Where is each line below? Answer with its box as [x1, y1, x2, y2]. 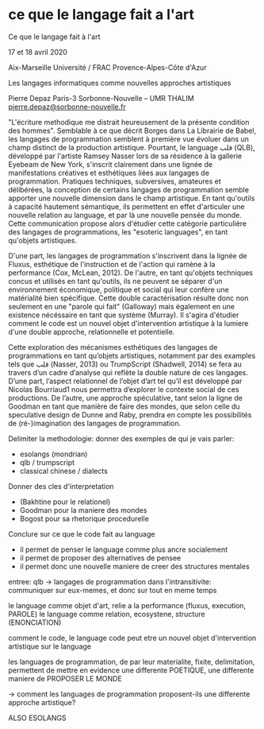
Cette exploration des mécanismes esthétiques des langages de [8, 342, 218, 351]
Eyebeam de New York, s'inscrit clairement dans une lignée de [8, 159, 212, 169]
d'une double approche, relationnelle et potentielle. [8, 327, 175, 336]
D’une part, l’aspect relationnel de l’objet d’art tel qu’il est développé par [8, 376, 243, 386]
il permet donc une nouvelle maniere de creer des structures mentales [19, 561, 250, 571]
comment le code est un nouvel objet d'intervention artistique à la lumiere [8, 318, 249, 328]
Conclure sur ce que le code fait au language [8, 529, 155, 538]
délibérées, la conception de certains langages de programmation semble [8, 184, 250, 194]
